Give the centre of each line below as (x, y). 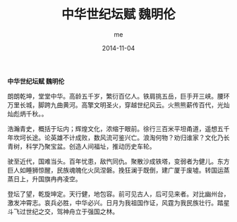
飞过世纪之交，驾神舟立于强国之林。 (66, 211)
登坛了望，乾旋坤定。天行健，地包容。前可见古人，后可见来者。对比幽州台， (119, 194)
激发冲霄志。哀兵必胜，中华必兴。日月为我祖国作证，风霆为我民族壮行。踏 (115, 202)
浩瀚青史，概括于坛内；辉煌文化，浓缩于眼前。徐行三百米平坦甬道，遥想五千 (119, 128)
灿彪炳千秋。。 (28, 113)
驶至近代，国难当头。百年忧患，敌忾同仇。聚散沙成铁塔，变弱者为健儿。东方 (119, 161)
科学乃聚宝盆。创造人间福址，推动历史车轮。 (91, 146)
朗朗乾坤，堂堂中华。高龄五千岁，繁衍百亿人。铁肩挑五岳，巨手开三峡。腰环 (119, 96)
